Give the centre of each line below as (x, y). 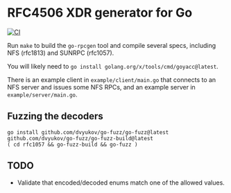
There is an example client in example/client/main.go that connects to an (112, 79)
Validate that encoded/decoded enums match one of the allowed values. (121, 183)
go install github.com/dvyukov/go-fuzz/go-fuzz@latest (88, 132)
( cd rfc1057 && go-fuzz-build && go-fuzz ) (72, 144)
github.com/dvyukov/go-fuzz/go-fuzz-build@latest (80, 138)
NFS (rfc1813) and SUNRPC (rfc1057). (61, 53)
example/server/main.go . (42, 94)
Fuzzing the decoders (55, 116)
